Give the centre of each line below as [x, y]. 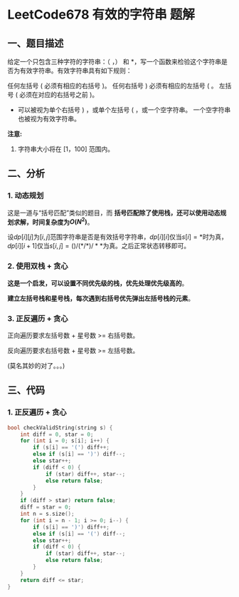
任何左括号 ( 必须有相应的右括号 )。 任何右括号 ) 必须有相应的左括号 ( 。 [112, 86]
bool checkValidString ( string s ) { [60, 428]
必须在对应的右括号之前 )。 [59, 95]
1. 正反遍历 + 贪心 [37, 412]
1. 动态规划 [26, 195]
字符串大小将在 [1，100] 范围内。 [65, 149]
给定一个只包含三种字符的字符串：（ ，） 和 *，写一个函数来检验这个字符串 [115, 62]
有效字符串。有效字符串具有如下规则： [76, 71]
